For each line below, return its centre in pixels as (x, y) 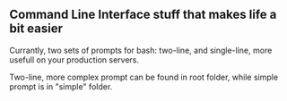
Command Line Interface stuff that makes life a (143, 15)
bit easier (36, 29)
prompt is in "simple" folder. (61, 86)
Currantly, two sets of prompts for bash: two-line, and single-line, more (141, 50)
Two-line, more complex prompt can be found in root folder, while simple (144, 77)
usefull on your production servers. (74, 59)
